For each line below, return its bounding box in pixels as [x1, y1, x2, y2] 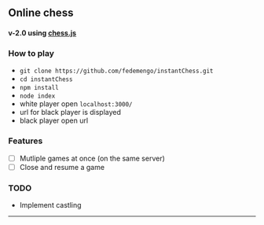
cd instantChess [19, 76, 73, 83]
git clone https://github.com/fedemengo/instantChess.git [19, 67, 214, 76]
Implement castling [19, 201, 82, 209]
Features [8, 135, 43, 146]
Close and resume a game [19, 162, 104, 172]
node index [19, 92, 56, 101]
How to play [8, 47, 55, 58]
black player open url [19, 116, 89, 125]
